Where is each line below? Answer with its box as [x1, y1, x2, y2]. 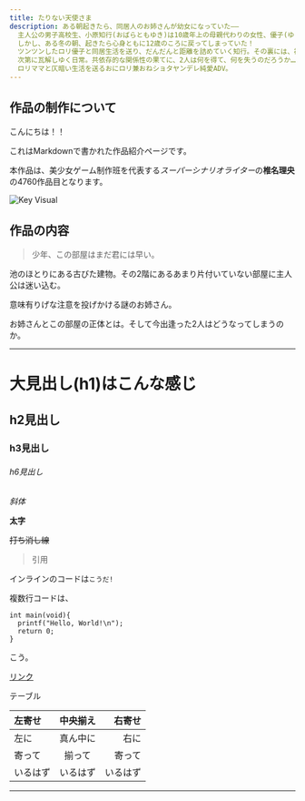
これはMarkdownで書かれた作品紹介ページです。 [9, 145, 192, 156]
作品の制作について [9, 100, 117, 116]
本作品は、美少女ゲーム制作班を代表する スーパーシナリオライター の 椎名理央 [9, 165, 295, 176]
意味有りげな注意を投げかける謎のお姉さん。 [9, 299, 177, 309]
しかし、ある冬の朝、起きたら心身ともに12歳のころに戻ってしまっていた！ [17, 38, 255, 48]
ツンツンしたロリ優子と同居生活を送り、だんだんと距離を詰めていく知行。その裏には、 [17, 47, 295, 56]
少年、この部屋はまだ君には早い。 [31, 248, 160, 259]
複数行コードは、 [9, 593, 74, 603]
